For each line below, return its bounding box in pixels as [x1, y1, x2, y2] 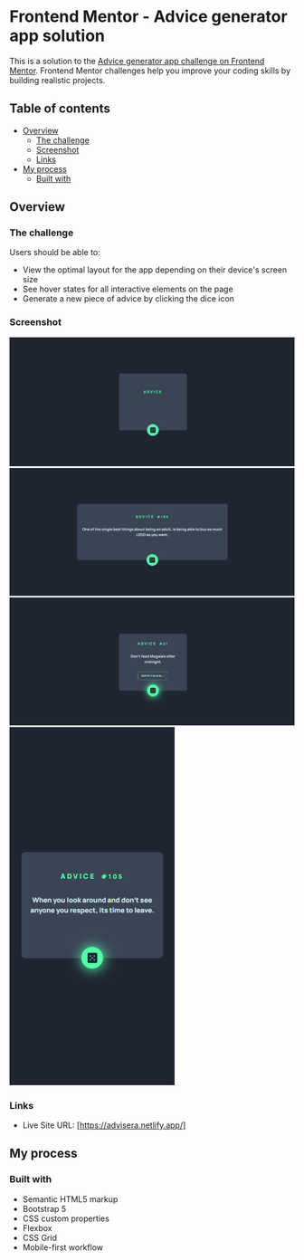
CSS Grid [22, 1232, 57, 1243]
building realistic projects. [9, 74, 106, 85]
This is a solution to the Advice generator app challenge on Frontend [9, 55, 265, 66]
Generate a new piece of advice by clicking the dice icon [22, 293, 235, 304]
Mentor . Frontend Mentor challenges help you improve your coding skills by [9, 65, 291, 76]
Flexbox [22, 1222, 52, 1233]
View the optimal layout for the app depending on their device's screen [22, 264, 288, 275]
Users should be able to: [9, 247, 101, 258]
